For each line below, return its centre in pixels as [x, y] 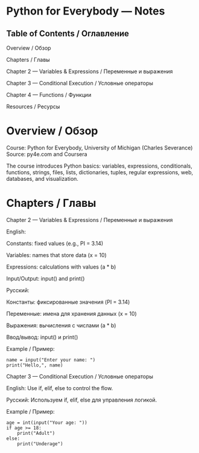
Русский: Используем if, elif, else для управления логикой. [82, 400]
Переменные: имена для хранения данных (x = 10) [71, 313]
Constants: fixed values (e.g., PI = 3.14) [55, 243]
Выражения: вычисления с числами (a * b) [61, 325]
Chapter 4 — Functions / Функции [49, 95]
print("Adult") [36, 433]
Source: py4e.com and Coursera [47, 154]
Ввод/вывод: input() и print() [42, 337]
